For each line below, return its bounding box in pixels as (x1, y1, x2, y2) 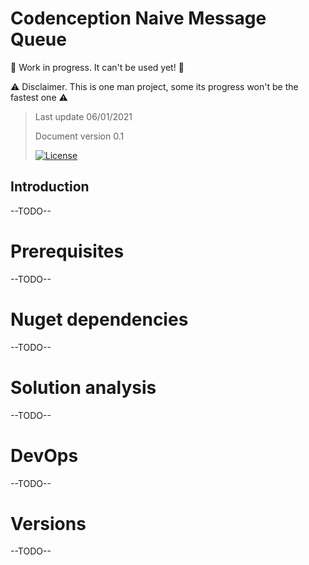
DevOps (10, 444, 79, 467)
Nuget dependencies (10, 308, 189, 331)
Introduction (10, 178, 90, 196)
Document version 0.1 (34, 130, 125, 142)
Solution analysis (10, 376, 157, 399)
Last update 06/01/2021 (34, 110, 133, 122)
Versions (10, 512, 87, 535)
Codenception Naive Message (10, 7, 267, 30)
